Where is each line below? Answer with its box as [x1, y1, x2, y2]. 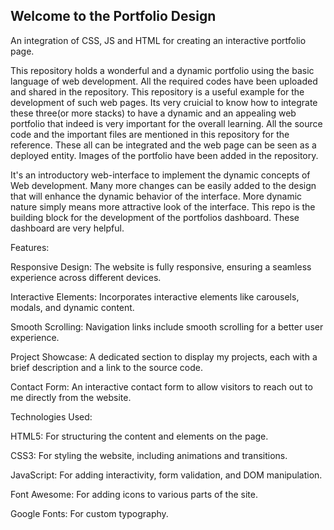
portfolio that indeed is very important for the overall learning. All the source [10, 117, 323, 129]
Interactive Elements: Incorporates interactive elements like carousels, [10, 290, 300, 303]
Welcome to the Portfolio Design [10, 8, 217, 25]
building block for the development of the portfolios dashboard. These [10, 211, 300, 223]
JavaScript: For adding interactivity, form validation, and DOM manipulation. [10, 469, 323, 481]
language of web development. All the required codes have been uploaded [10, 75, 318, 87]
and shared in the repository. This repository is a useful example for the [10, 85, 305, 98]
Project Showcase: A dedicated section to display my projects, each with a [10, 350, 318, 363]
